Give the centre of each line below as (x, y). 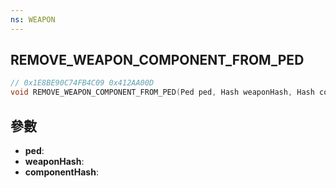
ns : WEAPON (33, 19)
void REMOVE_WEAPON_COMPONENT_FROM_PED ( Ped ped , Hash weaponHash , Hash (162, 92)
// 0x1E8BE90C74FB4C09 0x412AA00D (82, 83)
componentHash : (61, 172)
